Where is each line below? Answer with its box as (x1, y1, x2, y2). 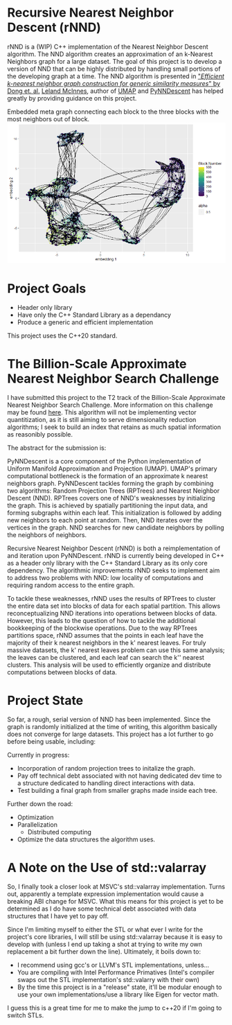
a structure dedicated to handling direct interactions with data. (17, 779, 195, 787)
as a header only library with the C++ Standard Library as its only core (7, 559, 208, 568)
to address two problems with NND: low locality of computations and (7, 574, 204, 582)
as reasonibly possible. (7, 430, 73, 439)
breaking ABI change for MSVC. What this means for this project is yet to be (7, 897, 224, 906)
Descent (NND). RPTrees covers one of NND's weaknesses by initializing (7, 494, 215, 502)
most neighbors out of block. (7, 114, 90, 123)
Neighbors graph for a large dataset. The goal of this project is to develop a (7, 57, 222, 65)
